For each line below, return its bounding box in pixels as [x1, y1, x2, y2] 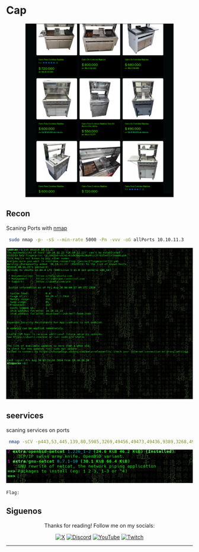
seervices [6, 411, 44, 421]
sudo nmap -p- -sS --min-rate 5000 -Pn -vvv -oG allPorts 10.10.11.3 [8, 236, 184, 242]
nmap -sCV [8, 439, 33, 444]
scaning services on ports [6, 426, 70, 434]
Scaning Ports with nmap [6, 224, 68, 232]
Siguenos [6, 506, 43, 516]
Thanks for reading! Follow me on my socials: [44, 522, 155, 529]
